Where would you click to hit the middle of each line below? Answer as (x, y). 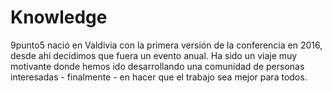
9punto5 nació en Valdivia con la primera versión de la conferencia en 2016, (166, 45)
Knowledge (59, 17)
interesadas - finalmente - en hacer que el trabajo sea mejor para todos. (159, 77)
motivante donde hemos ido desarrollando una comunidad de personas (157, 66)
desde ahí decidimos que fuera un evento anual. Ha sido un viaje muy (154, 55)
